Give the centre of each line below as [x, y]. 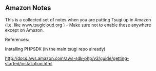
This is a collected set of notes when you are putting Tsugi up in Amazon [78, 19]
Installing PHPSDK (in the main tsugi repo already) [55, 49]
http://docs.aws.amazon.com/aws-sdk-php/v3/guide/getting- [67, 58]
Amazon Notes [28, 8]
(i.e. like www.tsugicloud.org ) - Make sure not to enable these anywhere [78, 25]
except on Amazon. [25, 30]
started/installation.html [29, 63]
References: [17, 39]
